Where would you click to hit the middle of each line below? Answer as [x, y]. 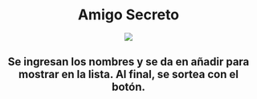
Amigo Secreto [128, 15]
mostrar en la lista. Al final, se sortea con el [128, 74]
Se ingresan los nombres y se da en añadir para [128, 62]
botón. [128, 87]
